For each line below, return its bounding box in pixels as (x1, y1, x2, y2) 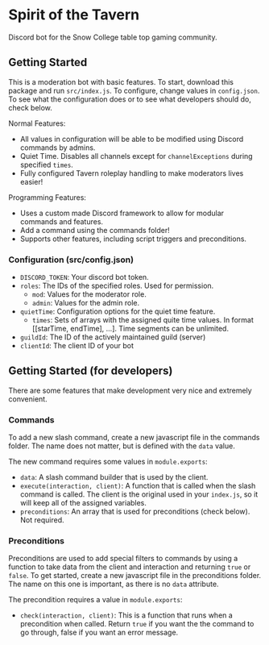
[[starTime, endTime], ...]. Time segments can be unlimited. (31, 324, 230, 334)
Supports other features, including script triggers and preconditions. (19, 234, 247, 243)
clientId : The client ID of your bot (19, 341, 134, 351)
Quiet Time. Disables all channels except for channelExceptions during (19, 151, 253, 160)
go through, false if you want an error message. (19, 627, 179, 638)
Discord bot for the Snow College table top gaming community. (8, 32, 217, 42)
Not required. (19, 515, 64, 525)
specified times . (19, 160, 74, 169)
